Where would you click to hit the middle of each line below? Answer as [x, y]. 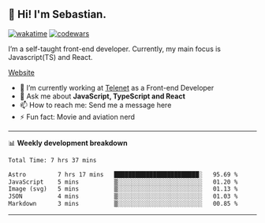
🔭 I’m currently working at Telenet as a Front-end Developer [117, 87]
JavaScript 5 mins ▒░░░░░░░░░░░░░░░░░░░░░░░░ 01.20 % [123, 182]
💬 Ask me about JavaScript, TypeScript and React [102, 96]
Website [22, 72]
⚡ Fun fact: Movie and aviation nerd [77, 117]
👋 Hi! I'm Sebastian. [57, 15]
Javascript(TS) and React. [50, 57]
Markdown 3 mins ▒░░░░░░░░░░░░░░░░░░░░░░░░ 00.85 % [123, 204]
